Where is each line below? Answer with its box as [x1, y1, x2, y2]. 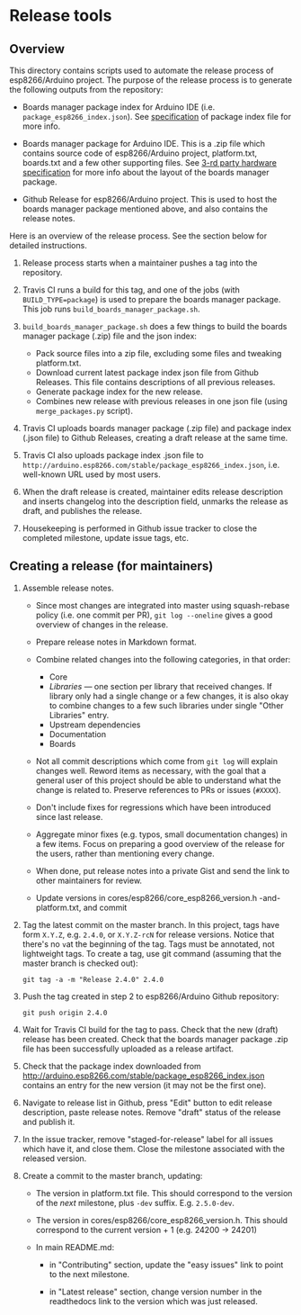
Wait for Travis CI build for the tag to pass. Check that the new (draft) [22, 1023, 279, 1035]
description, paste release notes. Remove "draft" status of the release [22, 1106, 281, 1117]
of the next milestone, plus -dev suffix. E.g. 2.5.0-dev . [35, 1197, 235, 1208]
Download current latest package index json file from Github [35, 367, 259, 378]
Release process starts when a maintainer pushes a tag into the [22, 257, 258, 268]
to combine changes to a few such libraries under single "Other [49, 699, 285, 711]
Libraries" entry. [49, 709, 110, 720]
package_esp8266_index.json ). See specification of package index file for [22, 112, 292, 122]
